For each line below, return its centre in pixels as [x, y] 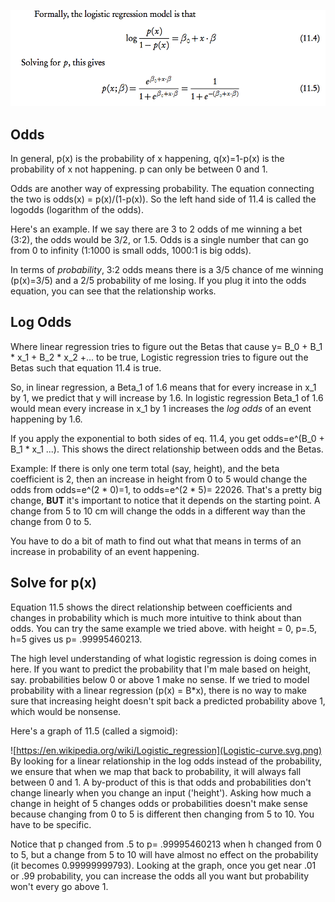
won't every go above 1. [59, 886]
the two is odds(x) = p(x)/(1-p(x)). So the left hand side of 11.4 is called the [163, 199]
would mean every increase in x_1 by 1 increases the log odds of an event [161, 408]
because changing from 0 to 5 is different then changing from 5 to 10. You [162, 814]
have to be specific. [51, 824]
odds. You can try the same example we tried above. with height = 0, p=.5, [164, 628]
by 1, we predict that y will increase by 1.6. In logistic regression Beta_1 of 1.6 [167, 397]
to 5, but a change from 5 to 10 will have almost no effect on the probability [164, 854]
